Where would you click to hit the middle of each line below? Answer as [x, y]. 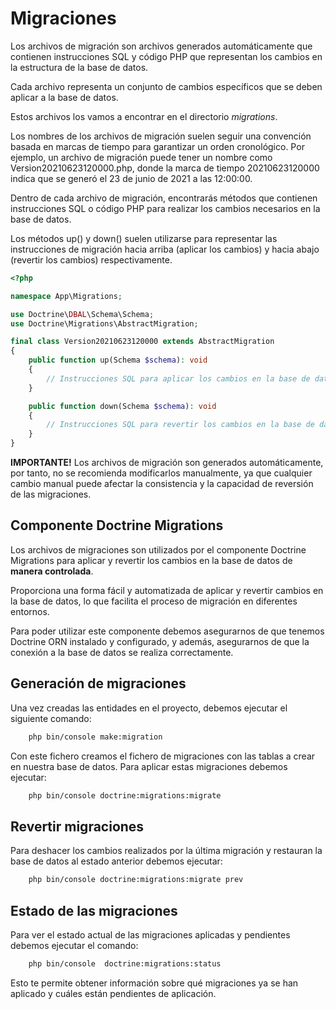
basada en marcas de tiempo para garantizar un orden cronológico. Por [157, 146]
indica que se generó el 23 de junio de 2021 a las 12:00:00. [131, 178]
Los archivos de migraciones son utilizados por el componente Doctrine [158, 549]
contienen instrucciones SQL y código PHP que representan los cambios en [166, 56]
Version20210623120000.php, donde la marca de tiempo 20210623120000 [165, 168]
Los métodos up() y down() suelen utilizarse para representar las [144, 238]
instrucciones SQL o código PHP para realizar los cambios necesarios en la [165, 208]
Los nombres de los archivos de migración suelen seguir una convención [161, 136]
